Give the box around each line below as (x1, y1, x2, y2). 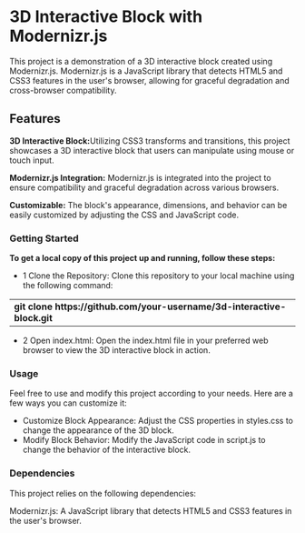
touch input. (9, 155, 54, 166)
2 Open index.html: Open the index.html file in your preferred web (22, 335, 269, 347)
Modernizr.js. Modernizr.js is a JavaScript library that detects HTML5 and (9, 65, 283, 76)
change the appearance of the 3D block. (22, 425, 174, 436)
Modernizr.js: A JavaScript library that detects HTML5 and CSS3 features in (9, 505, 292, 516)
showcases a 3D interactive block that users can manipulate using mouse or (9, 145, 295, 156)
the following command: (22, 280, 113, 291)
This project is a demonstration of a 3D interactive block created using (9, 55, 273, 66)
